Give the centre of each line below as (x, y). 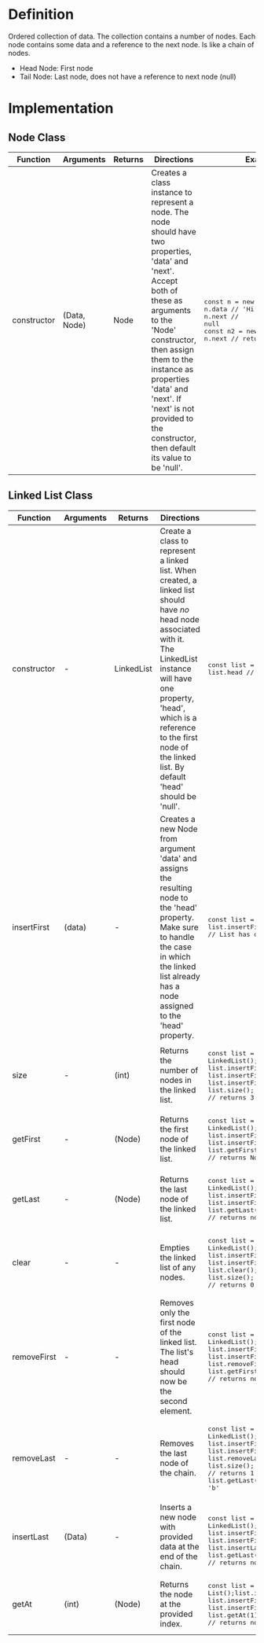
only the (175, 1313)
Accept (165, 281)
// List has (229, 935)
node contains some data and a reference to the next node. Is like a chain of (131, 44)
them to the (172, 359)
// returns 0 (231, 1285)
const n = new (229, 302)
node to (174, 897)
